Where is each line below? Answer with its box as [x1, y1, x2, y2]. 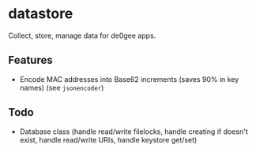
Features [8, 54, 53, 67]
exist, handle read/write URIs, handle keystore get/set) [19, 135, 198, 144]
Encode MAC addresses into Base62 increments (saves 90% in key [19, 74, 239, 83]
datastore [8, 5, 73, 23]
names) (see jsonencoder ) [19, 83, 104, 92]
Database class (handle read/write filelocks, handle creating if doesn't [19, 127, 248, 136]
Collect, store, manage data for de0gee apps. [8, 31, 156, 40]
